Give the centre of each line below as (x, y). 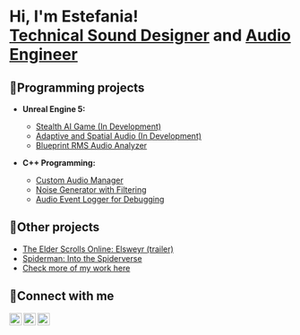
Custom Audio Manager (79, 180)
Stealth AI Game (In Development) (99, 126)
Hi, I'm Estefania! (74, 17)
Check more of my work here (76, 268)
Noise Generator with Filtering (91, 189)
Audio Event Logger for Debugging (100, 199)
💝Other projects (55, 227)
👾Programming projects (77, 87)
